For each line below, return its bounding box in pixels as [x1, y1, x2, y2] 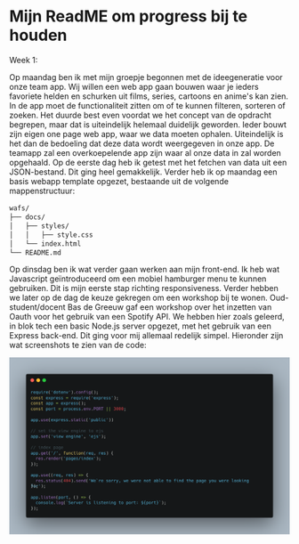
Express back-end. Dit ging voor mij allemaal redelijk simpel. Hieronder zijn [9, 329, 284, 340]
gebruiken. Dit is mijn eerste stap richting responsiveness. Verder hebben [9, 282, 279, 293]
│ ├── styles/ [9, 221, 69, 231]
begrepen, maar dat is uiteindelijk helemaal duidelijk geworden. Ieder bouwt [9, 118, 287, 130]
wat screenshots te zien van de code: [9, 339, 147, 350]
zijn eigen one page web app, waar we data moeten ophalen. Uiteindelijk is [9, 128, 284, 139]
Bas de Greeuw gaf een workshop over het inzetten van [67, 301, 272, 313]
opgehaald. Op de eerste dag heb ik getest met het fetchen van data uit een [9, 157, 287, 167]
